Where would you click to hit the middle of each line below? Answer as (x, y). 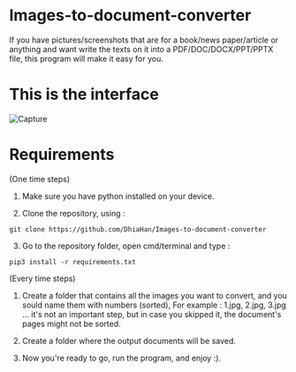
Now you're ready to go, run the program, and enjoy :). (121, 358)
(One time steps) (40, 178)
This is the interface (84, 95)
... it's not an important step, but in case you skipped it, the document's (152, 314)
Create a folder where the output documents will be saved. (129, 340)
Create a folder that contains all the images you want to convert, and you (154, 295)
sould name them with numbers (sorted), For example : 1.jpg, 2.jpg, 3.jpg (154, 305)
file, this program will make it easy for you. (86, 58)
